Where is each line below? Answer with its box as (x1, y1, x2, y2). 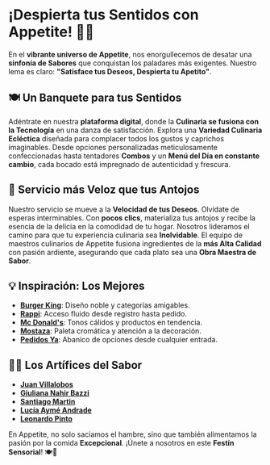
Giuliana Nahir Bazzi (19, 388, 90, 398)
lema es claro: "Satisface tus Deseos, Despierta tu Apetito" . (8, 66, 212, 76)
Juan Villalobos (19, 379, 74, 389)
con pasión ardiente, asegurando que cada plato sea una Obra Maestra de (8, 247, 256, 257)
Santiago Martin (19, 397, 76, 407)
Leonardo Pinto (19, 414, 73, 424)
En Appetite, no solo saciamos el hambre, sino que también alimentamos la (8, 429, 257, 439)
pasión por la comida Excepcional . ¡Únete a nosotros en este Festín (8, 438, 235, 448)
